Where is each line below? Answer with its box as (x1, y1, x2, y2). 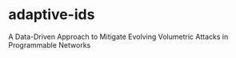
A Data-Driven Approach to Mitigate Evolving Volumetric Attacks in (8, 32, 229, 41)
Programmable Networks (8, 40, 91, 49)
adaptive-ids (8, 6, 95, 24)
